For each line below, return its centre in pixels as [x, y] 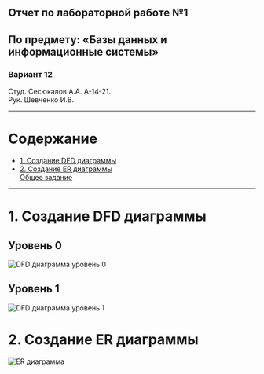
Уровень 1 [34, 289]
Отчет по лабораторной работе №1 [98, 13]
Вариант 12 [31, 74]
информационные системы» [84, 51]
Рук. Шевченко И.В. [41, 100]
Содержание [53, 139]
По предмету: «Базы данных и [88, 40]
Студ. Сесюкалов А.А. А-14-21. [60, 92]
